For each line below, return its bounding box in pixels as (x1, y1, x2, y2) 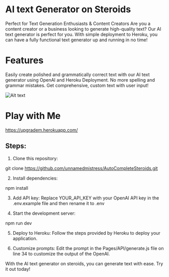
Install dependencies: (12, 175, 58, 181)
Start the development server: (12, 210, 76, 216)
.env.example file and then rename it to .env (12, 200, 105, 206)
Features (5, 55, 44, 66)
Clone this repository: (12, 155, 58, 161)
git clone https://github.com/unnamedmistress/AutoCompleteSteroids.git (5, 165, 158, 171)
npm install (5, 185, 29, 191)
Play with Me (5, 110, 61, 122)
